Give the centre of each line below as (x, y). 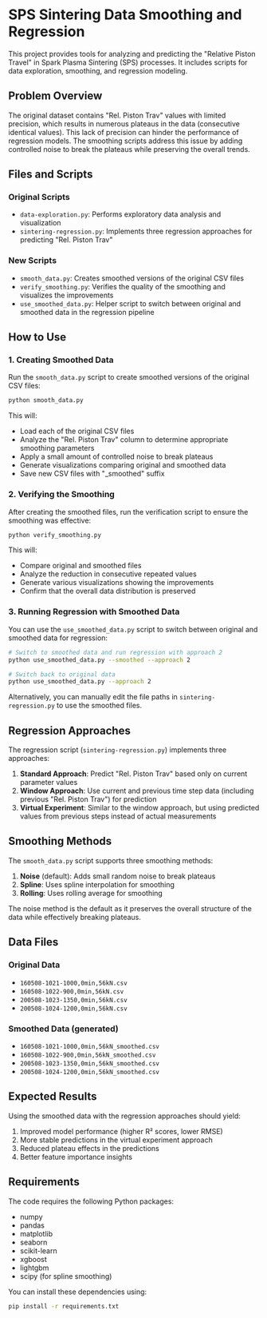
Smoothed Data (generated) (63, 1029)
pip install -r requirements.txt (64, 1306)
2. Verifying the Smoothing (62, 495)
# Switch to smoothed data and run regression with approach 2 (116, 652)
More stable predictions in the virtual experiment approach (116, 1140)
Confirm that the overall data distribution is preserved (108, 591)
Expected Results (53, 1097)
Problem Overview (55, 96)
